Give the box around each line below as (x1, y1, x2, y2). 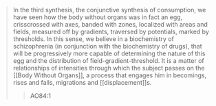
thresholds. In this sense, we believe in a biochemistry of (12, 35, 175, 43)
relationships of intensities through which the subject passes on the (12, 64, 205, 72)
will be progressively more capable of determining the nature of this (12, 49, 206, 57)
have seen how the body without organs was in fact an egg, (12, 13, 183, 21)
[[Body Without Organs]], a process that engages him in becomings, (12, 71, 207, 79)
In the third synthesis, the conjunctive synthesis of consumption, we (12, 6, 206, 14)
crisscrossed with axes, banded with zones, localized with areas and (12, 21, 208, 28)
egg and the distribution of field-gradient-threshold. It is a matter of (12, 57, 204, 64)
